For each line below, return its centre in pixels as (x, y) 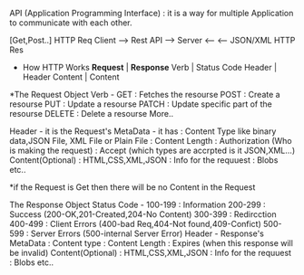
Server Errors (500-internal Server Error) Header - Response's (147, 233)
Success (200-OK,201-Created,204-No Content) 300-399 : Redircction (143, 214)
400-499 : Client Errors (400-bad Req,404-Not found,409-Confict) (135, 224)
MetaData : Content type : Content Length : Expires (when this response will (151, 243)
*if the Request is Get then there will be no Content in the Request (132, 187)
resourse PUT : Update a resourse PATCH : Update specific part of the (141, 104)
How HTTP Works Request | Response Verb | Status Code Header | (150, 67)
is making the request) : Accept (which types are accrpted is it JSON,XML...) (152, 150)
